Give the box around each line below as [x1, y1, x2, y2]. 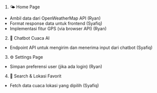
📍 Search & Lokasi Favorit [9, 73, 62, 79]
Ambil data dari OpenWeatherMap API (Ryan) [9, 15, 101, 21]
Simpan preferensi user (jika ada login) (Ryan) [9, 64, 103, 70]
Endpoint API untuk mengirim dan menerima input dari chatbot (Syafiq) [9, 45, 153, 50]
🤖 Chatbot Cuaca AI [9, 35, 50, 41]
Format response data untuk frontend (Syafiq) [9, 21, 103, 26]
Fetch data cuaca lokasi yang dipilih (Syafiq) [9, 83, 99, 88]
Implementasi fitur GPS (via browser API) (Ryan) [9, 26, 107, 31]
